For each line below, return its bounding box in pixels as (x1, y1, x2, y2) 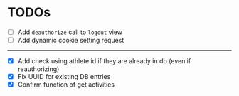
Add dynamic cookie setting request (17, 36, 124, 44)
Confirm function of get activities (17, 80, 115, 89)
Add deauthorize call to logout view (17, 28, 123, 36)
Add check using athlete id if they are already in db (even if (17, 57, 191, 65)
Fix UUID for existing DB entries (17, 73, 111, 81)
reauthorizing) (17, 65, 60, 73)
